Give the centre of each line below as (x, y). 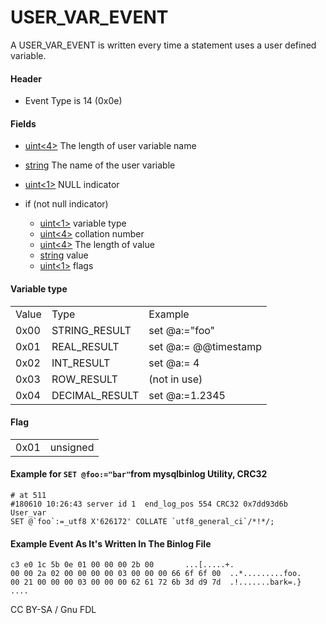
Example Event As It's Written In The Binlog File (111, 543)
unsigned (72, 447)
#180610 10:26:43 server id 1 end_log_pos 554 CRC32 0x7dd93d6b (149, 504)
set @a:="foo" (182, 330)
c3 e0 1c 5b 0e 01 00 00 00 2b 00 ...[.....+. (122, 565)
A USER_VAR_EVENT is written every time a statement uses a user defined (163, 45)
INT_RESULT (81, 363)
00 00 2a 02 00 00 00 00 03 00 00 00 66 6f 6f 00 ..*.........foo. (156, 574)
